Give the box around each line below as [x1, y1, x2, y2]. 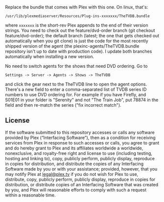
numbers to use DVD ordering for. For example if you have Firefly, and [5, 92, 146, 97]
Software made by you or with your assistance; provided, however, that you [5, 166, 158, 172]
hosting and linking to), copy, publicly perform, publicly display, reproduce [5, 155, 155, 161]
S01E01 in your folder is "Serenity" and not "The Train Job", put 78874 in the [5, 97, 159, 103]
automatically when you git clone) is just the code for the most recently [5, 38, 148, 44]
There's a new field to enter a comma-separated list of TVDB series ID [5, 87, 147, 92]
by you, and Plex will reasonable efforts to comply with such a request [5, 187, 147, 193]
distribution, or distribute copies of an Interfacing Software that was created [5, 181, 159, 187]
